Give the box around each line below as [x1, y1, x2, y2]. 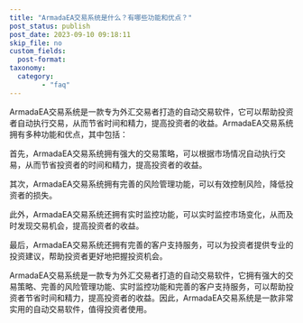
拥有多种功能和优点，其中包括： [9, 128, 128, 140]
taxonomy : [9, 64, 47, 73]
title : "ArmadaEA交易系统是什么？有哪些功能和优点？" [9, 13, 192, 23]
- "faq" [41, 80, 70, 89]
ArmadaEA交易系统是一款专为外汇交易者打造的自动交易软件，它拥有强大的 [9, 270, 286, 281]
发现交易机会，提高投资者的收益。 [16, 220, 144, 231]
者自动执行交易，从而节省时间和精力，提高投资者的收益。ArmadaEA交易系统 [9, 117, 294, 128]
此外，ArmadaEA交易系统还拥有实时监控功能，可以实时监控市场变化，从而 [9, 208, 286, 219]
